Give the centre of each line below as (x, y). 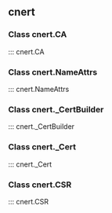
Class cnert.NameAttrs (53, 72)
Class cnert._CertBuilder (56, 109)
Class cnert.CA (38, 35)
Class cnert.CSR (40, 185)
